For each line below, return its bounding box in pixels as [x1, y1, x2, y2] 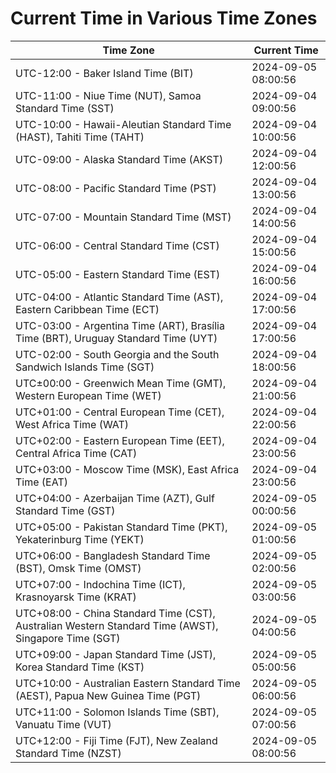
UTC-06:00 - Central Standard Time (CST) [15, 238, 220, 252]
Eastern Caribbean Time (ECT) [15, 302, 160, 316]
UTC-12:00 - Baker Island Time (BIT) [15, 66, 194, 80]
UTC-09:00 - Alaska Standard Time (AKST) [15, 152, 224, 166]
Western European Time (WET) [15, 388, 162, 402]
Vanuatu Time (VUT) [15, 717, 112, 731]
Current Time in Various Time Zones [10, 7, 318, 30]
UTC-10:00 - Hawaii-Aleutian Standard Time [15, 117, 232, 131]
